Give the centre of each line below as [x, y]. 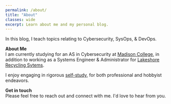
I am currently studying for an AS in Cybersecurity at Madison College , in [82, 54]
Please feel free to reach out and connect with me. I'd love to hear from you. [86, 96]
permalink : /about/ [26, 10]
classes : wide [20, 19]
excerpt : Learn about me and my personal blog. [57, 24]
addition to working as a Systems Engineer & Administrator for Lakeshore [82, 60]
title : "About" [22, 15]
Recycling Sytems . [25, 65]
